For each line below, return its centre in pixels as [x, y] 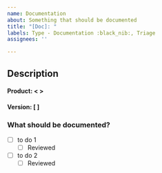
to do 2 [27, 156]
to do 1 [27, 140]
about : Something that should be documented [72, 20]
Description [33, 73]
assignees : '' [28, 39]
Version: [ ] [23, 107]
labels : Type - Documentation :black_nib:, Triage [81, 33]
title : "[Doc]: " [32, 26]
